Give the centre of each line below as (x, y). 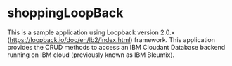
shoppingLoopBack (65, 13)
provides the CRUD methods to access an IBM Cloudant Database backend (116, 47)
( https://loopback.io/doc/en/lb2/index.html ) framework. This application (111, 39)
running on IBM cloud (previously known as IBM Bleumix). (91, 55)
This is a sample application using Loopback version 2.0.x (91, 32)
